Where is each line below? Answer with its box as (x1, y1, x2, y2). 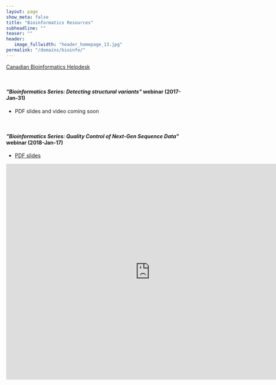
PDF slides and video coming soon (14, 107, 99, 115)
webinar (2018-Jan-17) (6, 139, 64, 146)
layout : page (6, 8, 38, 15)
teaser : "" (6, 31, 33, 37)
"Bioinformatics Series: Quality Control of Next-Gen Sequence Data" (6, 132, 179, 139)
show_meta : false (6, 14, 49, 20)
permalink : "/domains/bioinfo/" (6, 47, 86, 53)
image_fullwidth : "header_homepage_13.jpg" (14, 42, 123, 48)
